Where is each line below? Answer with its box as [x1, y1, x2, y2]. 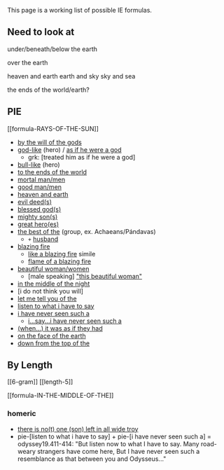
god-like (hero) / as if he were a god [17, 145, 122, 153]
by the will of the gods [17, 138, 82, 146]
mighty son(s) [17, 212, 58, 221]
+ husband [27, 235, 59, 243]
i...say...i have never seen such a [27, 317, 122, 325]
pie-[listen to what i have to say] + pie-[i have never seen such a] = [17, 432, 211, 441]
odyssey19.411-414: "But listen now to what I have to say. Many [17, 439, 199, 448]
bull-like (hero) [17, 160, 61, 169]
